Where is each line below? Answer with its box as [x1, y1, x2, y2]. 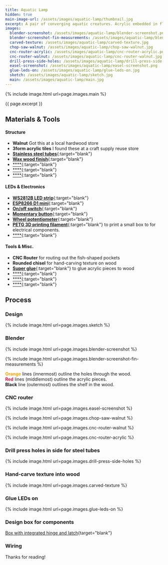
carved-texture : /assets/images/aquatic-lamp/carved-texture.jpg [9, 40, 149, 45]
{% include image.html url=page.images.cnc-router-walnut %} [5, 425, 134, 431]
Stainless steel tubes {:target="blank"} [12, 151, 92, 157]
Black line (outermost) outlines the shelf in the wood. [5, 381, 114, 387]
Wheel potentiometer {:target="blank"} [12, 216, 93, 222]
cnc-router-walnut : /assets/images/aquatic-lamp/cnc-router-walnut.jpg [9, 54, 162, 59]
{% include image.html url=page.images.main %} [5, 91, 106, 97]
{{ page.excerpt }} [5, 101, 43, 107]
